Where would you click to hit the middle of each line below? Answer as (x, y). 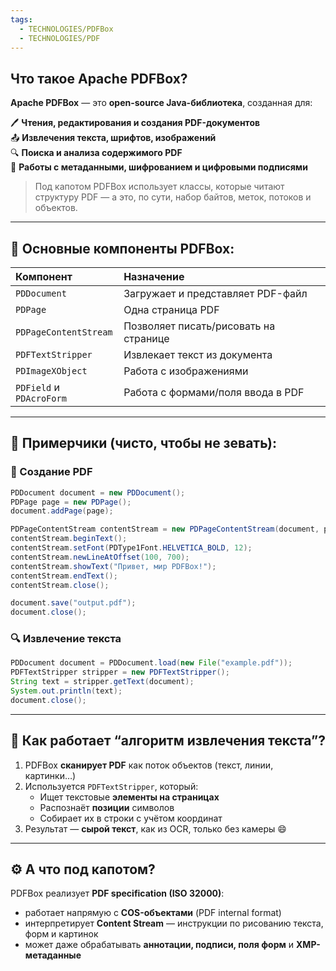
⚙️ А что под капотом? (83, 869)
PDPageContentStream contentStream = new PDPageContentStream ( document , (165, 529)
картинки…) (50, 775)
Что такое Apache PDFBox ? (99, 78)
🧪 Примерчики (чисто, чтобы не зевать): (143, 443)
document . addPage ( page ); (62, 511)
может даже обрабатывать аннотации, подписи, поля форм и (159, 945)
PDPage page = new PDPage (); (71, 502)
